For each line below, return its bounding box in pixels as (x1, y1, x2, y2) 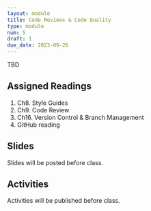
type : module (7, 23, 44, 29)
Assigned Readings (7, 80, 92, 92)
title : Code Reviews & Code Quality (7, 16, 111, 23)
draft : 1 (7, 36, 32, 42)
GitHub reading (16, 121, 60, 129)
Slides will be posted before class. (7, 158, 104, 166)
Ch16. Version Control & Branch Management (16, 113, 145, 121)
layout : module (7, 10, 51, 17)
